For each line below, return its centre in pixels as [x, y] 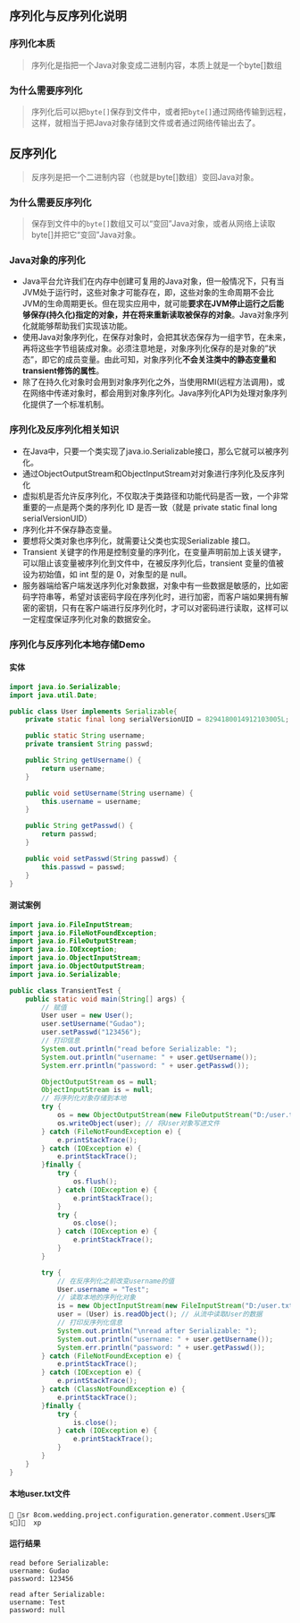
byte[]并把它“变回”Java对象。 [86, 235]
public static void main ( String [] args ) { [105, 999]
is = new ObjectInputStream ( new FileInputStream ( [151, 1306]
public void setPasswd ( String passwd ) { [101, 858]
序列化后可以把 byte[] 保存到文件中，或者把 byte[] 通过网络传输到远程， [161, 111]
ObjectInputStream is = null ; [97, 1090]
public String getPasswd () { [79, 826]
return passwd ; [70, 834]
